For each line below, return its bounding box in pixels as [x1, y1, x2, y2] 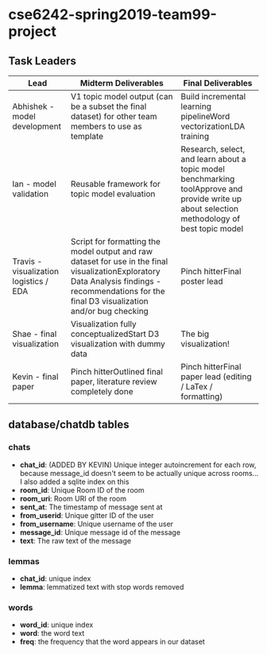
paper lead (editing [180, 371, 252, 382]
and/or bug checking [70, 306, 149, 316]
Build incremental [180, 91, 246, 102]
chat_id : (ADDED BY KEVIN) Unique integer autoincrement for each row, [19, 459, 257, 470]
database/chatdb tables [8, 418, 130, 431]
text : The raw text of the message [19, 536, 132, 545]
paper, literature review [70, 376, 157, 387]
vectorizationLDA [180, 121, 246, 132]
